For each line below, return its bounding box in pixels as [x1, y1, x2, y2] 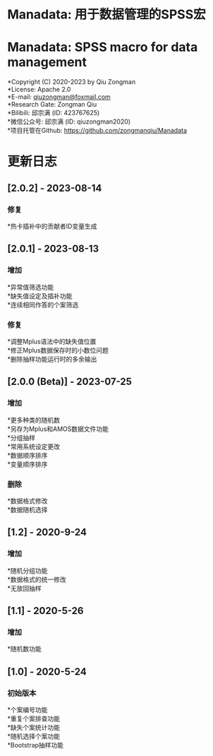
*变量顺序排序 [7, 460, 48, 468]
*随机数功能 [7, 644, 42, 654]
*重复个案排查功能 [7, 714, 61, 723]
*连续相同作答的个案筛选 [7, 300, 79, 309]
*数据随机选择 [7, 505, 48, 514]
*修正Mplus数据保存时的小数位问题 [7, 345, 109, 354]
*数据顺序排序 [7, 451, 48, 459]
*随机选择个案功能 [7, 732, 61, 740]
